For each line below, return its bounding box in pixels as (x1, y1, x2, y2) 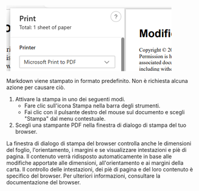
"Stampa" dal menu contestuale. (24, 115, 106, 122)
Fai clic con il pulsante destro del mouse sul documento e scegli (24, 109, 185, 115)
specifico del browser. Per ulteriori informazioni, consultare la (6, 172, 161, 179)
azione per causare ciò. (6, 84, 66, 91)
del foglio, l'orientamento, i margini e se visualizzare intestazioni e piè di (6, 146, 187, 153)
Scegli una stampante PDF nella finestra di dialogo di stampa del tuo (15, 121, 187, 129)
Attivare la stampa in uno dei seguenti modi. (15, 96, 126, 103)
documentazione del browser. (6, 179, 81, 186)
